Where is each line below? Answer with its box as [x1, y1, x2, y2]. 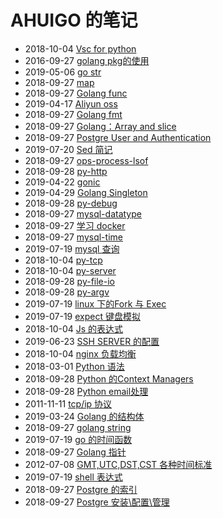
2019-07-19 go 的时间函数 [24, 433, 133, 445]
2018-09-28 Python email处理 [24, 385, 149, 397]
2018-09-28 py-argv [24, 286, 110, 298]
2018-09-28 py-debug [24, 197, 118, 209]
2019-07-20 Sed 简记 [24, 143, 113, 155]
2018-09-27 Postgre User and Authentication [24, 131, 212, 143]
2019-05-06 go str [24, 66, 102, 78]
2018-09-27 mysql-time [24, 231, 123, 243]
